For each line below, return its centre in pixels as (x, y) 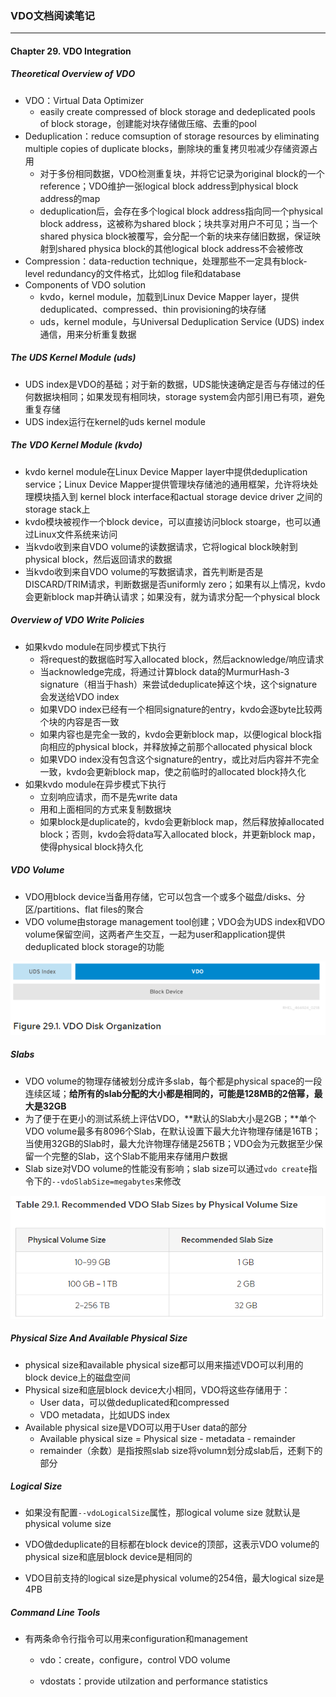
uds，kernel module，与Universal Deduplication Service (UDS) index (182, 321)
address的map (70, 198)
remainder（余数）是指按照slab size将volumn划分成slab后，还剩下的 (181, 1450)
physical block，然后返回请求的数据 (98, 559)
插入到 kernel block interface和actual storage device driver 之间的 (187, 496)
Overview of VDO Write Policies (77, 620)
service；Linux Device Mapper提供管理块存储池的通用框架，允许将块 (167, 484)
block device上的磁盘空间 (77, 1377)
